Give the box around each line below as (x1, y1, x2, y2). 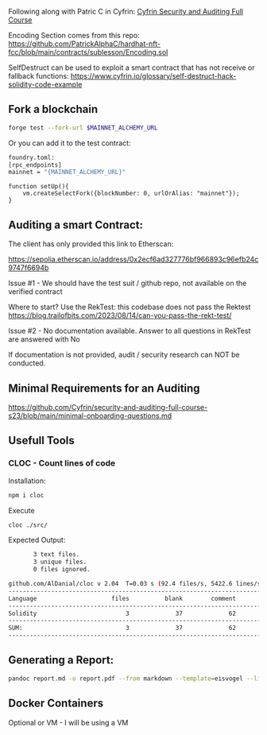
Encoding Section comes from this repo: (8, 31, 141, 40)
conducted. (8, 358, 46, 368)
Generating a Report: (8, 653, 114, 667)
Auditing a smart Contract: (8, 218, 143, 231)
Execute (8, 505, 35, 515)
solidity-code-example (8, 79, 83, 89)
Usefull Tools (8, 434, 75, 447)
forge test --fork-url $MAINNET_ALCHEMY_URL (8, 123, 158, 132)
